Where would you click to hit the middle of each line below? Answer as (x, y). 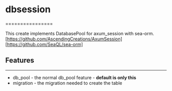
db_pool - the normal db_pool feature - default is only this (74, 77)
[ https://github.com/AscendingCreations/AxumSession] (64, 39)
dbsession (28, 9)
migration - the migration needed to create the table (67, 83)
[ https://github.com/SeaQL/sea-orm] (44, 44)
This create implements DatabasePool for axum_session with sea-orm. (80, 33)
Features (20, 61)
